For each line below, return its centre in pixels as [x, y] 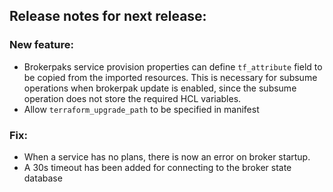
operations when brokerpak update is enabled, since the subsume [160, 88]
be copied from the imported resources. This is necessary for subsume [170, 77]
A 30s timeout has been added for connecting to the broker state [157, 167]
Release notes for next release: [108, 16]
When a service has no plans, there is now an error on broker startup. [167, 156]
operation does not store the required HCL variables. [132, 98]
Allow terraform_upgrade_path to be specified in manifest [141, 109]
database [43, 178]
